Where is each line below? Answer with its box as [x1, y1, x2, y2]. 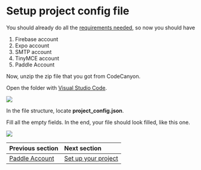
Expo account [14, 42, 50, 49]
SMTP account [14, 48, 52, 55]
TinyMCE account [14, 54, 59, 62]
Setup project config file [6, 4, 130, 18]
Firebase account [14, 35, 59, 42]
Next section [64, 144, 102, 152]
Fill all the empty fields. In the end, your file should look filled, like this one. [6, 119, 190, 126]
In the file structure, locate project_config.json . [6, 107, 124, 114]
